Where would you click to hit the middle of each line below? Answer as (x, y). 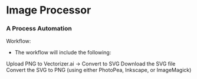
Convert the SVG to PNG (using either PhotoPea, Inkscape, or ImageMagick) (99, 70)
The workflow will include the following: (63, 53)
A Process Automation (39, 29)
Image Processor (49, 10)
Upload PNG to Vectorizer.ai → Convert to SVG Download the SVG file (91, 64)
